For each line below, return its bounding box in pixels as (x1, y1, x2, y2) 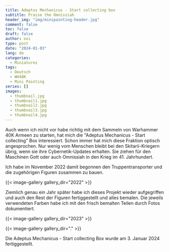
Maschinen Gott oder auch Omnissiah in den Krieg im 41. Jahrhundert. (5, 153, 154, 160)
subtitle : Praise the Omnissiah (5, 12, 74, 17)
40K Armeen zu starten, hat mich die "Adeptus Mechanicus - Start (5, 132, 145, 138)
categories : (5, 55, 31, 61)
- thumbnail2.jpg (10, 103, 47, 108)
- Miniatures (10, 60, 38, 65)
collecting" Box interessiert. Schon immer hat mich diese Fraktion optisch (5, 137, 160, 144)
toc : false (5, 27, 29, 32)
